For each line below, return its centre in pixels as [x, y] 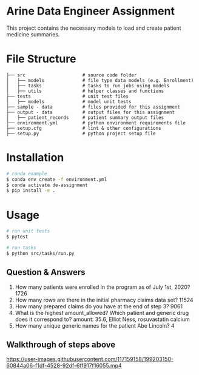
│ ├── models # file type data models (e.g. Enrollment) [100, 80]
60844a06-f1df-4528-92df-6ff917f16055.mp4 [64, 366]
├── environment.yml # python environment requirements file [96, 123]
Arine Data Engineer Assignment [90, 11]
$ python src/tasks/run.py [40, 253]
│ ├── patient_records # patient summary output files [85, 117]
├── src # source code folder [72, 75]
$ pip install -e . [31, 191]
